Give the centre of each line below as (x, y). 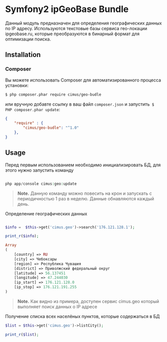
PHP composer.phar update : (33, 109)
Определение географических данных (46, 213)
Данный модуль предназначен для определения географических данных (83, 23)
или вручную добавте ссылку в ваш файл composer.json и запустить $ (80, 104)
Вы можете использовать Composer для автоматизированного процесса (83, 80)
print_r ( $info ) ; (22, 236)
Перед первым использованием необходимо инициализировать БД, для (83, 165)
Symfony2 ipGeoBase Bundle (67, 9)
